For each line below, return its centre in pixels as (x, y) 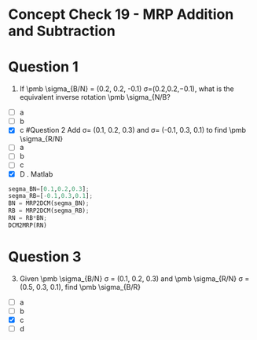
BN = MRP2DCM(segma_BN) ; (49, 203)
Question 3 (45, 257)
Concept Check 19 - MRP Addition (121, 15)
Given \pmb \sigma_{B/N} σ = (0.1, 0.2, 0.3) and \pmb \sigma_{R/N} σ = (134, 278)
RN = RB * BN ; (28, 218)
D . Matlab (36, 174)
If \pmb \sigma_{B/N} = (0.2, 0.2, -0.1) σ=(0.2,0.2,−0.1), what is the (127, 89)
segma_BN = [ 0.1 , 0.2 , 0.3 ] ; (49, 189)
